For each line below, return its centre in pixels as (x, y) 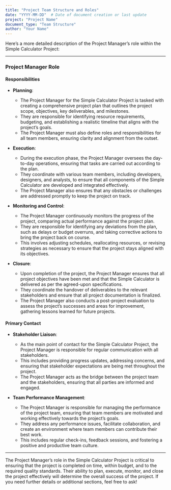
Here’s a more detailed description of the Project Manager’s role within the (83, 43)
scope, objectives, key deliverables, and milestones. (75, 111)
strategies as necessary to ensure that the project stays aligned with (92, 249)
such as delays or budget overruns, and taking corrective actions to (91, 232)
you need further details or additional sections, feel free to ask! (71, 482)
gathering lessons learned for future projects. (68, 311)
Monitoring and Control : (38, 206)
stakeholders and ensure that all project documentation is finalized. (91, 295)
